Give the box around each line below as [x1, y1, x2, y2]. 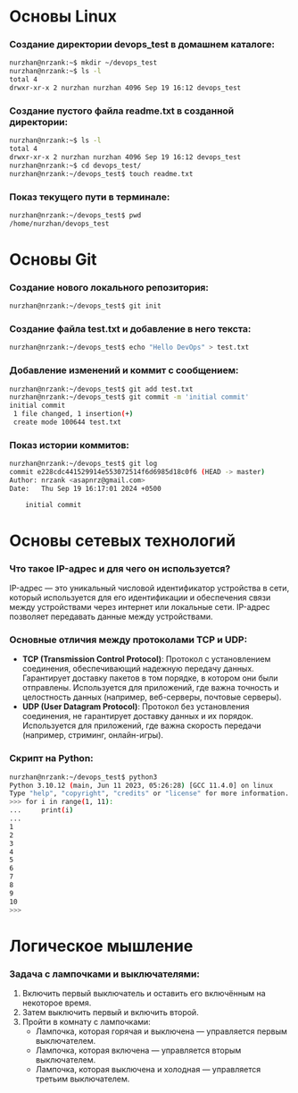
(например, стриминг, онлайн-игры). [21, 730, 163, 741]
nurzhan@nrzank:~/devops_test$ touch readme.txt [9, 169, 194, 178]
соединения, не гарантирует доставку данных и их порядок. [21, 711, 254, 722]
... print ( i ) [9, 806, 74, 815]
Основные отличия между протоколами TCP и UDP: [9, 633, 248, 646]
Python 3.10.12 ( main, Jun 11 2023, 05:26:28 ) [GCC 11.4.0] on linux [9, 781, 274, 790]
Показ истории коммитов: [9, 438, 129, 451]
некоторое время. [21, 997, 92, 1008]
